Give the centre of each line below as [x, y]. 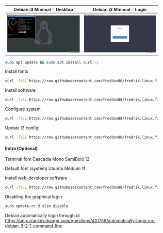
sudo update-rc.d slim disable [37, 206]
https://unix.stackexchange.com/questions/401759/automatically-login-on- [80, 220]
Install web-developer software [36, 178]
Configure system [23, 109]
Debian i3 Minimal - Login [120, 9]
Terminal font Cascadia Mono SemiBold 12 [47, 159]
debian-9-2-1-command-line [34, 226]
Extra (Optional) [21, 148]
